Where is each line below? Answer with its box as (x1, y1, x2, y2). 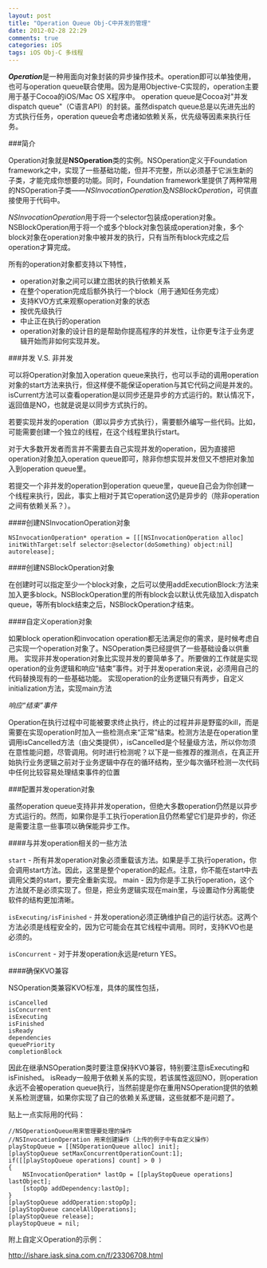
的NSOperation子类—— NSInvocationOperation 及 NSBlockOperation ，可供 (8, 185, 251, 195)
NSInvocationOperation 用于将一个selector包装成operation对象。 (8, 212, 221, 222)
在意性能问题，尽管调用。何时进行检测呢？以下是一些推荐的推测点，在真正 (8, 747, 253, 757)
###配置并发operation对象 (8, 784, 96, 794)
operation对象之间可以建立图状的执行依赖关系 (19, 276, 171, 286)
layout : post (8, 11, 52, 20)
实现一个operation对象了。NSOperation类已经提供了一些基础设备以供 (14, 644, 243, 653)
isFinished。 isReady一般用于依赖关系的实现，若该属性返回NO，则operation (8, 1073, 258, 1082)
